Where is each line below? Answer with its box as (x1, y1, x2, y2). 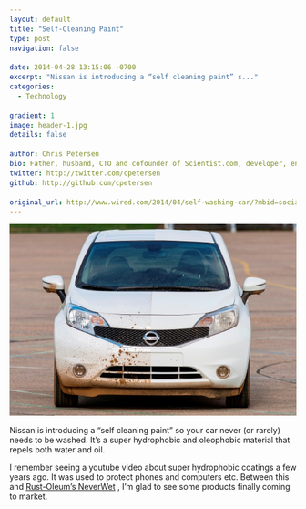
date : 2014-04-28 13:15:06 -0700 (9, 63, 137, 72)
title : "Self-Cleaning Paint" (9, 24, 125, 34)
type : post (9, 34, 51, 43)
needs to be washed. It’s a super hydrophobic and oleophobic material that (9, 434, 291, 446)
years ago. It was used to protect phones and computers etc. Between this (9, 472, 290, 483)
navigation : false (9, 44, 79, 53)
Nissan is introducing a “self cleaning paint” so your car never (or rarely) (9, 425, 280, 436)
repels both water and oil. (9, 444, 106, 455)
